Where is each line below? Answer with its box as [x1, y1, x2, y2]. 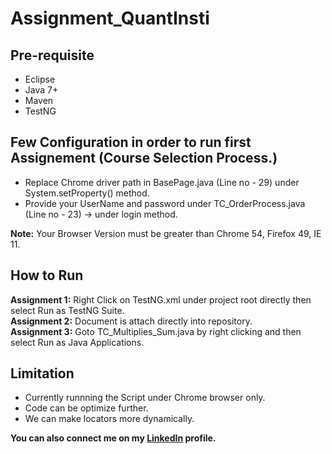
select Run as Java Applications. [10, 336, 145, 348]
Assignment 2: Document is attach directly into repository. [10, 315, 253, 327]
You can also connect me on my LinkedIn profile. [10, 432, 217, 444]
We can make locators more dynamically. [24, 413, 195, 425]
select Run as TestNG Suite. [10, 304, 125, 316]
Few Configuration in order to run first [10, 134, 252, 151]
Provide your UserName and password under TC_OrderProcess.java [24, 197, 306, 209]
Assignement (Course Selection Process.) [10, 150, 278, 167]
